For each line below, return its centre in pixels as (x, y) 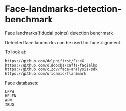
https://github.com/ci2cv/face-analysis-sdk (51, 69)
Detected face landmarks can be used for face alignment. (63, 42)
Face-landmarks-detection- (63, 9)
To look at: (16, 52)
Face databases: (22, 83)
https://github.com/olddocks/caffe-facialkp (51, 65)
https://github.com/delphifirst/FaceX (45, 61)
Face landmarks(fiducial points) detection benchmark (59, 33)
